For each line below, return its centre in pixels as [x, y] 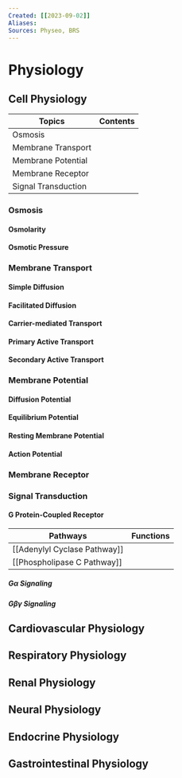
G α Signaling [31, 583]
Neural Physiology [55, 710]
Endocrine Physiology [64, 737]
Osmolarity [27, 229]
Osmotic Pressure [39, 247]
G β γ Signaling [32, 603]
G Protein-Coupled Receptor [56, 515]
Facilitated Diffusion [43, 305]
